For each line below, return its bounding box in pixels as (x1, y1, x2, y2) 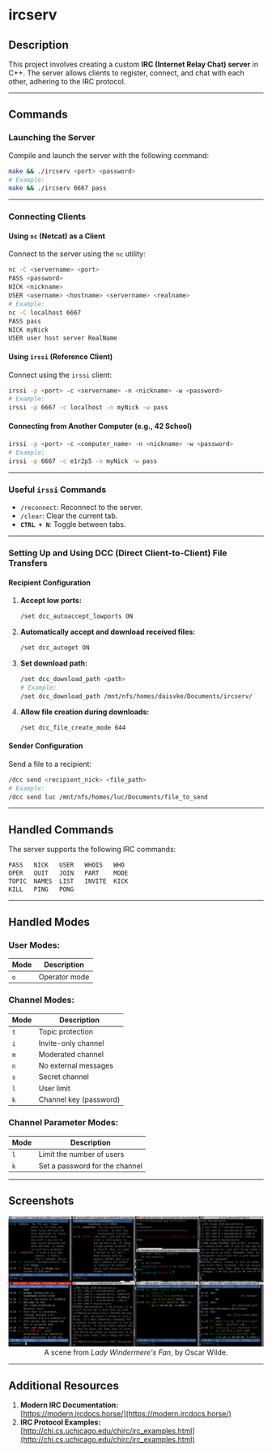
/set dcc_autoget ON (19, 644, 90, 652)
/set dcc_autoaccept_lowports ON (19, 612, 134, 621)
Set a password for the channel (38, 1161, 143, 1171)
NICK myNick (8, 326, 49, 334)
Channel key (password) (38, 1094, 121, 1104)
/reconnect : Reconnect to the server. (19, 503, 143, 512)
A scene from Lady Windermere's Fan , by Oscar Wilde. (44, 1347, 228, 1357)
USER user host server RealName (8, 334, 117, 342)
